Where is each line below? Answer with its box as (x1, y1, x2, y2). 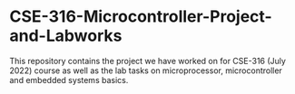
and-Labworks (9, 25, 123, 46)
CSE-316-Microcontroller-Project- (9, 6, 272, 27)
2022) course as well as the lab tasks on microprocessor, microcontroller (9, 65, 283, 76)
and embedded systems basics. (9, 74, 129, 85)
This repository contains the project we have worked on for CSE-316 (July (9, 55, 286, 66)
